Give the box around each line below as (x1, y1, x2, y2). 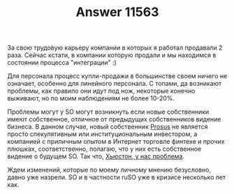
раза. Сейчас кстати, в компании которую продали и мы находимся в (7, 51, 217, 59)
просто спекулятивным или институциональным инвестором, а (7, 130, 198, 138)
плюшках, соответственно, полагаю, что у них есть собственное (7, 144, 202, 154)
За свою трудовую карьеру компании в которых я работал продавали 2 (7, 43, 223, 52)
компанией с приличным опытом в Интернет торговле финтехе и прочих (7, 137, 225, 146)
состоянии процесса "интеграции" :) (7, 59, 117, 67)
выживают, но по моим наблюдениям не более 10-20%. (7, 94, 175, 103)
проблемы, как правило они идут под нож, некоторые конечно (7, 87, 196, 95)
